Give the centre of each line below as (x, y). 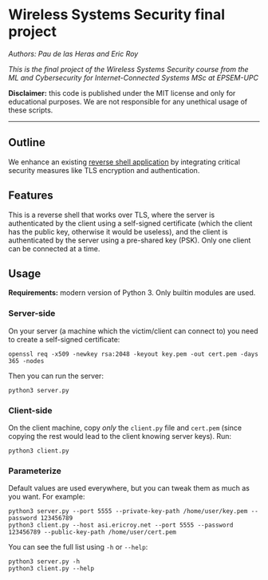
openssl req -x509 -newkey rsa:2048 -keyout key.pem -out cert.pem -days (134, 354)
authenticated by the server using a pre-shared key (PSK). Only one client (130, 240)
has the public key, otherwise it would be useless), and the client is (118, 231)
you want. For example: (47, 497)
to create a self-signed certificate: (64, 339)
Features (31, 196)
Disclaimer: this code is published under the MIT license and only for (122, 93)
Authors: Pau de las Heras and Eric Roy (73, 53)
